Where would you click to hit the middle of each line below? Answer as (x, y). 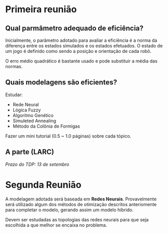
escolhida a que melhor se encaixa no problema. (56, 225)
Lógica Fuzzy (27, 110)
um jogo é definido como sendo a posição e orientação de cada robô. (78, 51)
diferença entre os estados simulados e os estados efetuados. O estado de (84, 46)
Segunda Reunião (43, 185)
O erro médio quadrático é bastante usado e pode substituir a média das (81, 61)
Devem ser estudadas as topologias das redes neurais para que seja (77, 219)
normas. (14, 66)
